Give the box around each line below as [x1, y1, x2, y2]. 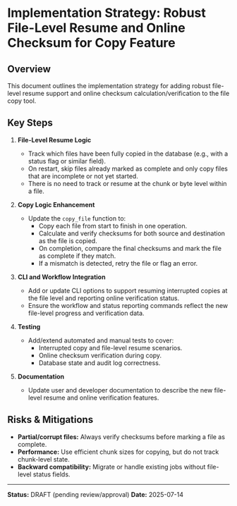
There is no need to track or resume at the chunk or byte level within [28, 179, 227, 187]
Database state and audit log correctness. [38, 358, 161, 367]
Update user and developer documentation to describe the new [28, 385, 213, 394]
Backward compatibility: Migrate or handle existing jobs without [17, 462, 206, 471]
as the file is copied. [38, 236, 97, 245]
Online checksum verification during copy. [38, 351, 162, 359]
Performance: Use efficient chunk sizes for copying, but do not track [17, 448, 219, 456]
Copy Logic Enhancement [17, 200, 95, 209]
